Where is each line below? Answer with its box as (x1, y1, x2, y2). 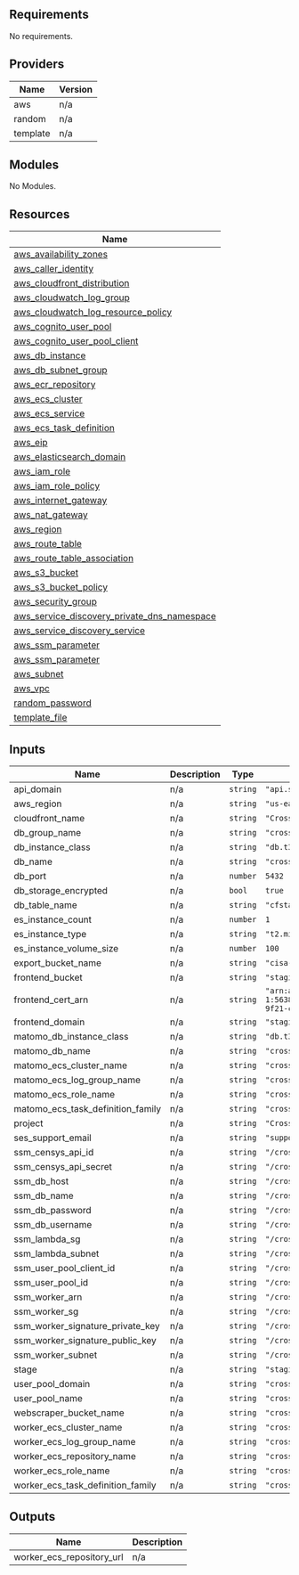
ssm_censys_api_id (13, 1147, 94, 1159)
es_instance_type (13, 928, 87, 941)
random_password (13, 697, 92, 709)
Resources (9, 207, 70, 222)
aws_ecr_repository (13, 379, 96, 391)
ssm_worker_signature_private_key (13, 1320, 160, 1333)
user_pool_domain (13, 1378, 91, 1391)
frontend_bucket (13, 971, 83, 983)
